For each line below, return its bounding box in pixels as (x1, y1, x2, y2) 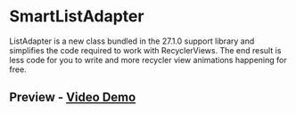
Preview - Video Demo (9, 90, 136, 105)
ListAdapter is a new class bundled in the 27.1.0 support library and (9, 36, 255, 46)
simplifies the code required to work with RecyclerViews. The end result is (9, 44, 282, 55)
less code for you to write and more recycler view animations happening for (9, 54, 287, 65)
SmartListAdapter (9, 6, 144, 27)
